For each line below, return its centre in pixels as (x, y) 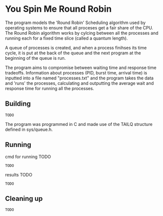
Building (18, 104)
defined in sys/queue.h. (29, 129)
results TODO (19, 174)
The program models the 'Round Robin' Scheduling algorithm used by (75, 23)
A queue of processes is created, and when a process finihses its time (76, 48)
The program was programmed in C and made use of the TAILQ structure (79, 124)
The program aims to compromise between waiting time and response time (81, 68)
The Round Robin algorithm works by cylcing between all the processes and (82, 33)
